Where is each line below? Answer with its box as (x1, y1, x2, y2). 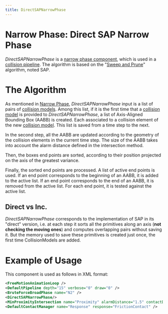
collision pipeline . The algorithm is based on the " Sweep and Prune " (5, 61, 145, 67)
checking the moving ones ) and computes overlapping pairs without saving (5, 226, 162, 232)
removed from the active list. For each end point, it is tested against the (5, 183, 152, 189)
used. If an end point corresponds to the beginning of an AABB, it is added (5, 172, 158, 178)
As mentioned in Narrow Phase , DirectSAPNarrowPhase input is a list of (5, 100, 153, 106)
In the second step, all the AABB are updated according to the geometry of (5, 131, 159, 137)
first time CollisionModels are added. (5, 237, 81, 243)
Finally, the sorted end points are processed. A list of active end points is (5, 167, 155, 173)
